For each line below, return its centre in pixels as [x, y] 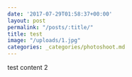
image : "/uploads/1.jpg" [44, 41]
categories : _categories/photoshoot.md [66, 47]
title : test [25, 34]
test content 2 [28, 67]
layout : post [27, 21]
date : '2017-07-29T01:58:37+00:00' [60, 14]
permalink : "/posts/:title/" [50, 27]
